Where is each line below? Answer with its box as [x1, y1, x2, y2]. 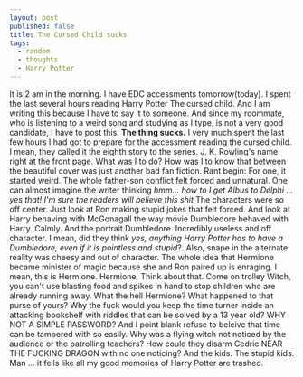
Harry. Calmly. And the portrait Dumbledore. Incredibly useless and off [9, 222, 272, 233]
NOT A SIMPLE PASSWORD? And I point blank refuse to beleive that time [9, 318, 281, 330]
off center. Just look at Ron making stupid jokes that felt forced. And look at [9, 203, 291, 214]
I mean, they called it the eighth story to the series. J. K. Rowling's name [9, 146, 279, 156]
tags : [9, 38, 30, 48]
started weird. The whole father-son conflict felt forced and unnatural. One [9, 174, 288, 185]
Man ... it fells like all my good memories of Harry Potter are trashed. [9, 357, 264, 368]
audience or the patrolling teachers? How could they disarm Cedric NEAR [9, 338, 283, 349]
